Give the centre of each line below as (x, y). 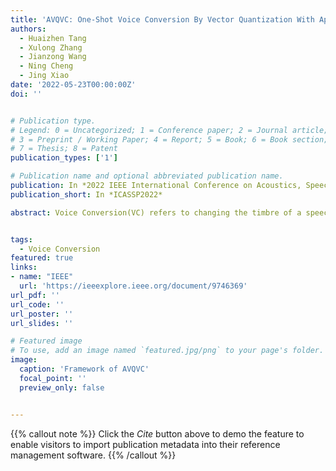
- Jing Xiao (44, 76)
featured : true (42, 258)
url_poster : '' (42, 314)
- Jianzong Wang (53, 57)
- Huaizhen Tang (53, 38)
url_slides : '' (42, 323)
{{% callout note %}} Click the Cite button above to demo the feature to (157, 433)
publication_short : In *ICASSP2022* (86, 194)
